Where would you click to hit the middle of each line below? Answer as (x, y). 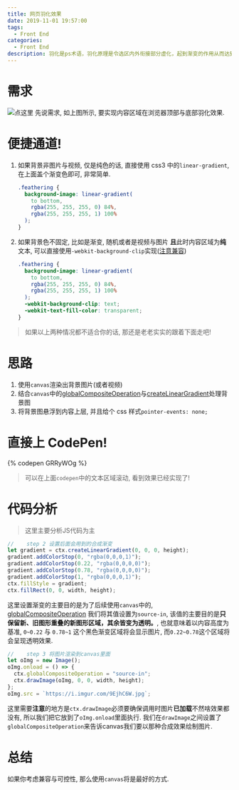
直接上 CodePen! (58, 442)
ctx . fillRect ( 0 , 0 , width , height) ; (62, 590)
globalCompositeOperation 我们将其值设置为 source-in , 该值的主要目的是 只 (117, 614)
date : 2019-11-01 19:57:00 (47, 21)
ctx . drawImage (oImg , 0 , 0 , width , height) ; (79, 681)
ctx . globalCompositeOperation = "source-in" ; (83, 674)
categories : (25, 41)
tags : (15, 27)
